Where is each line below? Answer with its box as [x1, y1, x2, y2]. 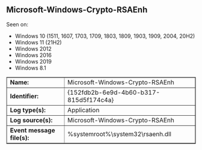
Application [67, 106, 100, 114]
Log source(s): [10, 116, 53, 124]
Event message [10, 126, 55, 134]
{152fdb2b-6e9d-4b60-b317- [67, 88, 161, 97]
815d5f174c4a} [67, 95, 114, 104]
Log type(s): [10, 106, 46, 114]
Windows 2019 [14, 58, 52, 65]
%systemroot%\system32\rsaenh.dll [67, 130, 171, 138]
